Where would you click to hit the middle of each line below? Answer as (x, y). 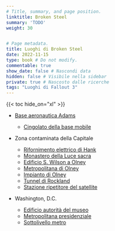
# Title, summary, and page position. (54, 11)
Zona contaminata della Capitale (54, 138)
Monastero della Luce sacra (57, 156)
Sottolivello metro (45, 222)
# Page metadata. (27, 44)
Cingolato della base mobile (57, 127)
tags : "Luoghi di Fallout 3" (42, 88)
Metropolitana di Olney (51, 169)
